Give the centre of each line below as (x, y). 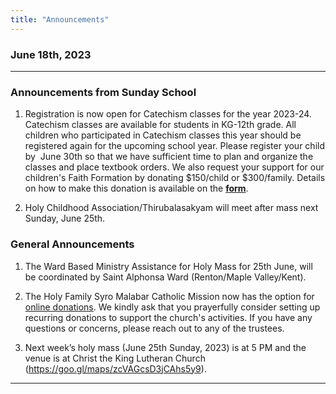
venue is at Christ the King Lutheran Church (115, 358)
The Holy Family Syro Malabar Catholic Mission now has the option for (169, 296)
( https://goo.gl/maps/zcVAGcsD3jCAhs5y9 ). (115, 368)
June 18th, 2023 (51, 54)
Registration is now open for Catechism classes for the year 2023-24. (168, 114)
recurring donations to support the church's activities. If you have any (168, 317)
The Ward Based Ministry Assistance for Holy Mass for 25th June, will (168, 266)
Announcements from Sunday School (103, 92)
